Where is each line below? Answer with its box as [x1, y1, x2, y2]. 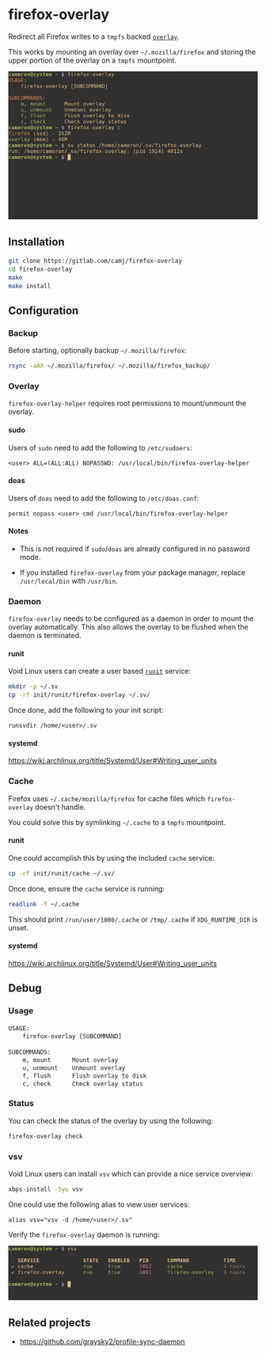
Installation [8, 235, 65, 249]
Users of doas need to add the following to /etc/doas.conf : [8, 493, 199, 503]
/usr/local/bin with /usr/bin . [19, 576, 118, 585]
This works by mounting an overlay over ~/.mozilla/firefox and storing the [8, 47, 256, 56]
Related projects [8, 1316, 91, 1329]
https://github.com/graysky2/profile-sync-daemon [19, 1337, 185, 1346]
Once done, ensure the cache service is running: [8, 884, 165, 893]
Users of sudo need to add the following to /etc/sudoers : [8, 443, 192, 452]
